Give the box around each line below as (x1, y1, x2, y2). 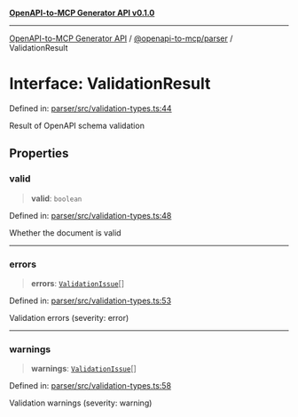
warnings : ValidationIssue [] (30, 364, 137, 374)
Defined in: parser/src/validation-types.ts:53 (9, 295, 171, 306)
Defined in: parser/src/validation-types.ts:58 (9, 381, 171, 391)
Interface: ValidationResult (9, 74, 211, 94)
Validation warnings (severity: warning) (9, 397, 153, 408)
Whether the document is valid (9, 227, 122, 238)
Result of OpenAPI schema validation (9, 120, 145, 131)
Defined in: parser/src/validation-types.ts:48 (9, 210, 172, 221)
